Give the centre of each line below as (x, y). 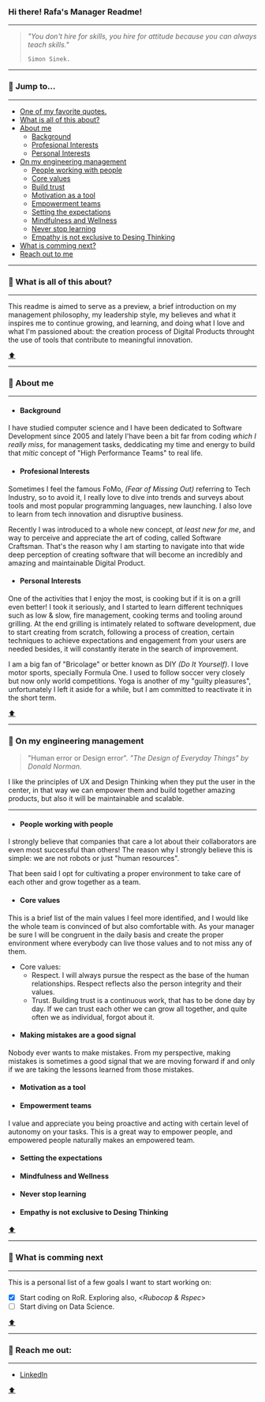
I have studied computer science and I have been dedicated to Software (125, 428)
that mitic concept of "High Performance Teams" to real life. (106, 453)
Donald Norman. (54, 767)
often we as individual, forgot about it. (93, 1017)
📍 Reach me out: (40, 1350)
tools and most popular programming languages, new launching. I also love (130, 506)
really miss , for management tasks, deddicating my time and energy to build (132, 445)
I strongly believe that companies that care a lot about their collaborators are (132, 842)
